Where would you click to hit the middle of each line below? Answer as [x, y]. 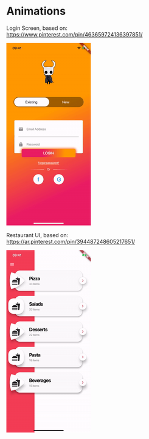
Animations [36, 11]
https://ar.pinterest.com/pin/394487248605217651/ [71, 241]
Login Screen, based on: [37, 28]
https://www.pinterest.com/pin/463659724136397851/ [74, 34]
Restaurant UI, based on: [37, 235]
